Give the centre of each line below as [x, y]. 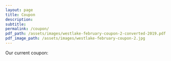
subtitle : [16, 24]
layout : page [19, 10]
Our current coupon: [27, 53]
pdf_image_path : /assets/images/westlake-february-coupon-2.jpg [75, 39]
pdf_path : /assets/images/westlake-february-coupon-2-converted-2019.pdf [86, 34]
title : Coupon [20, 15]
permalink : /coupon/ [27, 29]
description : [19, 19]
